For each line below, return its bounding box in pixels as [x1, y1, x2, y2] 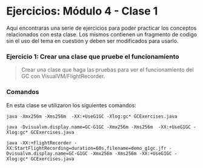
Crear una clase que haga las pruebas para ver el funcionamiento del [21, 66, 194, 73]
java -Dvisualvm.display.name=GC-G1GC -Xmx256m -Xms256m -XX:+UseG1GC [6, 124, 191, 130]
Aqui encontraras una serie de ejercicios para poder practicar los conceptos [6, 24, 197, 32]
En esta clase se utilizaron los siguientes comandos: [6, 101, 136, 109]
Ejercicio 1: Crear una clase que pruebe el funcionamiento [6, 52, 179, 61]
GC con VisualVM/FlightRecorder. [21, 73, 105, 80]
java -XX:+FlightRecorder [6, 139, 72, 146]
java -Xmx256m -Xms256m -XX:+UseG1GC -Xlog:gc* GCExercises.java [6, 113, 178, 119]
